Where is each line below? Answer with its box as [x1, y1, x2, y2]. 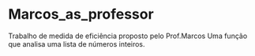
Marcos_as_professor [8, 5, 154, 23]
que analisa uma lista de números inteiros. [8, 39, 145, 48]
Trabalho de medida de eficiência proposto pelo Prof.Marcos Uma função [8, 31, 248, 40]
